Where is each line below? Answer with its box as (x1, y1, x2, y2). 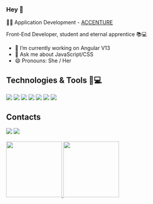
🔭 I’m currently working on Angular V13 (14, 45, 111, 52)
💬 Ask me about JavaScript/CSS (14, 51, 94, 58)
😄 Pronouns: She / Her (14, 57, 72, 64)
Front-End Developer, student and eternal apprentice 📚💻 (6, 31, 147, 38)
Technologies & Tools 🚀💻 (6, 75, 103, 85)
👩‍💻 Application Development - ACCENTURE (6, 19, 113, 26)
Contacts (6, 112, 42, 122)
